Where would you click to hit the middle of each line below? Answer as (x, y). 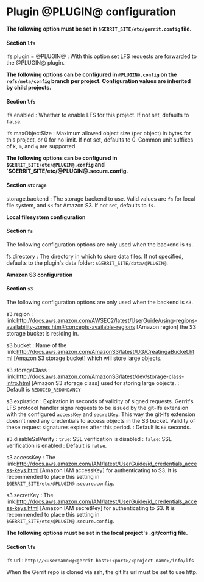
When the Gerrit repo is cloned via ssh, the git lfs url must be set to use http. (102, 572)
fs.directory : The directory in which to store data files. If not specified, (95, 256)
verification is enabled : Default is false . (57, 445)
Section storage (26, 185)
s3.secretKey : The (30, 495)
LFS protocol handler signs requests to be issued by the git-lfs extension (97, 408)
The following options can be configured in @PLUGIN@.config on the (92, 74)
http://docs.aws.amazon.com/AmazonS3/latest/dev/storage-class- (100, 376)
